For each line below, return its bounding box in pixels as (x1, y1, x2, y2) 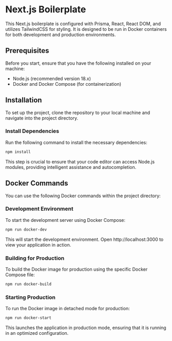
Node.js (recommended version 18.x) (12, 75, 91, 82)
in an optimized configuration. (5, 330, 69, 336)
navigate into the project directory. (5, 115, 79, 121)
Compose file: (5, 272, 35, 278)
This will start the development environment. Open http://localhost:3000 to (5, 236, 164, 242)
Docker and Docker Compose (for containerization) (12, 81, 122, 87)
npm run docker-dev (5, 227, 47, 232)
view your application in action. (5, 241, 71, 248)
